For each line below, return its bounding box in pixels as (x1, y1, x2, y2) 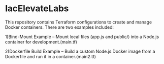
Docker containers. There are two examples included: (5, 24, 114, 30)
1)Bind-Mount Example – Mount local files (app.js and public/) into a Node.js (5, 34, 159, 40)
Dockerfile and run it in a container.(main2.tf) (5, 53, 96, 59)
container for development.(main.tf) (5, 39, 77, 44)
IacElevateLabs (5, 3, 69, 14)
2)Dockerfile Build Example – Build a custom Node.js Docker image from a (5, 48, 155, 54)
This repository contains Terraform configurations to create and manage (5, 19, 152, 25)
